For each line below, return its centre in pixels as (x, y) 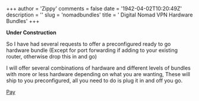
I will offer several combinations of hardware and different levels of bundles (99, 68)
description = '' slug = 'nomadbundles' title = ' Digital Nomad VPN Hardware (99, 15)
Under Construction (31, 32)
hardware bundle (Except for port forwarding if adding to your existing (92, 50)
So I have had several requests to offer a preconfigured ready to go (89, 44)
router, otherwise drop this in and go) (52, 56)
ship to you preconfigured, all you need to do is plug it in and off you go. (94, 80)
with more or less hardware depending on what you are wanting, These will (98, 74)
